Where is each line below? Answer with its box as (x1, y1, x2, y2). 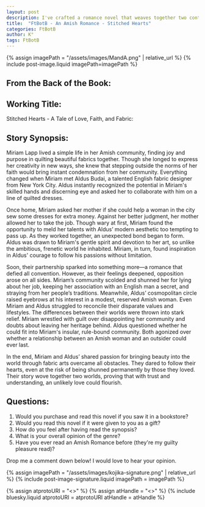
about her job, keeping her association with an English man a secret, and (6, 283, 189, 290)
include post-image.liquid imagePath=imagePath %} (6, 60, 138, 68)
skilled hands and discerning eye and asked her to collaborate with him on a (6, 188, 197, 195)
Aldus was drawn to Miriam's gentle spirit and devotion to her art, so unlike (6, 239, 195, 246)
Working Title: (6, 99, 62, 109)
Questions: (6, 397, 49, 407)
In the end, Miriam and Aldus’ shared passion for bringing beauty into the (6, 353, 190, 361)
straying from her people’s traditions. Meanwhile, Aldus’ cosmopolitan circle (6, 289, 197, 297)
